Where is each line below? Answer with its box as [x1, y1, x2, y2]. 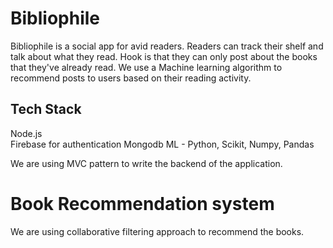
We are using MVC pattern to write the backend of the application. [10, 157, 283, 169]
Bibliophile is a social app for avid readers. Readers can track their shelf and [10, 40, 324, 52]
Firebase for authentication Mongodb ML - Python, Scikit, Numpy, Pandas [10, 138, 315, 150]
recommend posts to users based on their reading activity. [10, 72, 252, 84]
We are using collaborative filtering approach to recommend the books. [10, 225, 305, 237]
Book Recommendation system [10, 192, 275, 215]
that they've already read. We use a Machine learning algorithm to [10, 61, 283, 73]
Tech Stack [10, 101, 82, 118]
